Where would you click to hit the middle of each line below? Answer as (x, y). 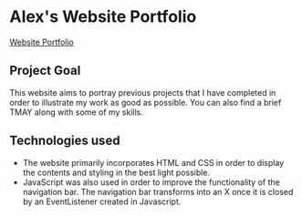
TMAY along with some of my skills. (77, 112)
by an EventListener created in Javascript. (102, 201)
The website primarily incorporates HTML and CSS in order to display (153, 162)
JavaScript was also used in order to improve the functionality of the (151, 182)
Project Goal (45, 71)
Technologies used (65, 141)
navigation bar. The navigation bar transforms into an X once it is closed (158, 191)
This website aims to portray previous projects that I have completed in (143, 92)
